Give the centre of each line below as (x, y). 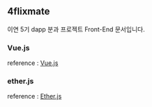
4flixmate (29, 12)
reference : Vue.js (33, 63)
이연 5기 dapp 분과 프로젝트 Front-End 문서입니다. (76, 29)
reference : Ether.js (35, 97)
